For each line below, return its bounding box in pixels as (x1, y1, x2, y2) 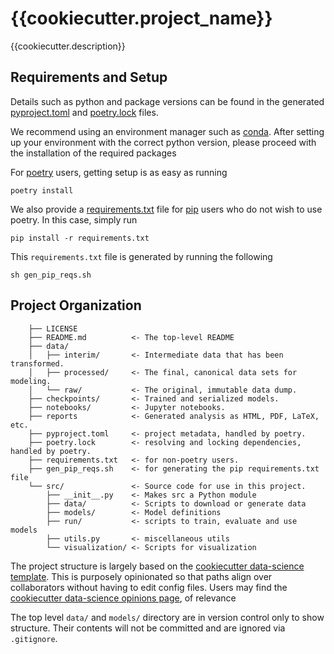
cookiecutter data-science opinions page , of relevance (10, 592, 237, 604)
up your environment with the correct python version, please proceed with (10, 136, 317, 148)
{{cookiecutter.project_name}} (10, 7, 273, 30)
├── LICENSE (28, 323, 78, 334)
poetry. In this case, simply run (10, 213, 138, 226)
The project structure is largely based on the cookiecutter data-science (10, 560, 305, 572)
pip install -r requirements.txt (10, 233, 150, 243)
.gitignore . (10, 632, 58, 644)
